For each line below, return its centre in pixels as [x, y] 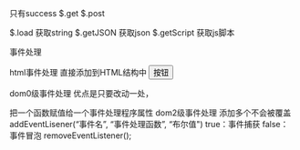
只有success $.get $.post [57, 13]
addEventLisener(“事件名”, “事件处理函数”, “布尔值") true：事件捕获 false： [149, 124]
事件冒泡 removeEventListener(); [71, 135]
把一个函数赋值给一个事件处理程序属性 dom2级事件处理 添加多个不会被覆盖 [150, 113]
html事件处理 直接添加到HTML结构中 [78, 72]
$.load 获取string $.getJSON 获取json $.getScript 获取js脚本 [122, 33]
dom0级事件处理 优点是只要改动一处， [81, 93]
